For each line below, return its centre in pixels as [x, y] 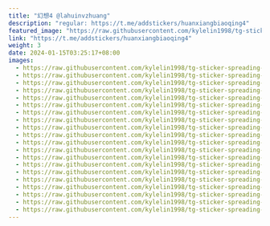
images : [21, 61]
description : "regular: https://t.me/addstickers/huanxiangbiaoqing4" [129, 23]
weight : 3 [25, 46]
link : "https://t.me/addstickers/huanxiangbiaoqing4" [100, 38]
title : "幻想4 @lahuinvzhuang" [59, 16]
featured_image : [35, 30]
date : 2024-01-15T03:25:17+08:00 [64, 53]
